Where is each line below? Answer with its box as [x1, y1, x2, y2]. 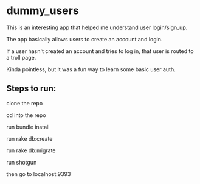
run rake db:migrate [6, 147, 56, 154]
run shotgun [6, 158, 37, 166]
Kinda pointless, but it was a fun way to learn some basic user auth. [6, 65, 176, 73]
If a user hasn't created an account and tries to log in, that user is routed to [6, 47, 194, 55]
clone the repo [6, 99, 43, 107]
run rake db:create [6, 135, 53, 142]
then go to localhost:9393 [6, 170, 71, 177]
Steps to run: [6, 83, 57, 94]
